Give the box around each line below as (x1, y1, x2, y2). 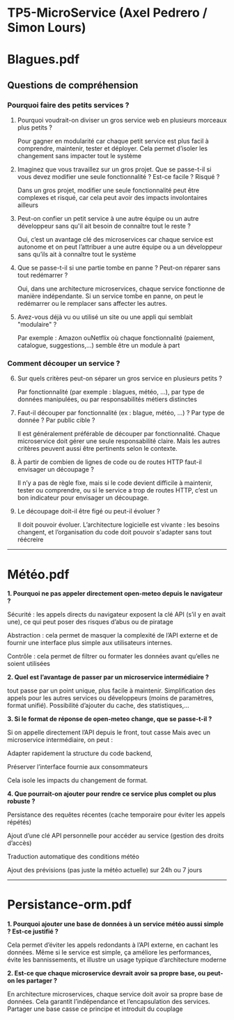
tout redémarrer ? (17, 271, 68, 279)
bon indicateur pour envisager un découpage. (17, 493, 150, 502)
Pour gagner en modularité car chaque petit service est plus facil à (17, 137, 209, 146)
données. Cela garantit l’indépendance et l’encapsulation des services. (7, 998, 210, 1006)
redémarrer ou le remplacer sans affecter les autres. (17, 300, 167, 308)
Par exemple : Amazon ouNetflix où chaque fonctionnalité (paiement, (17, 334, 215, 342)
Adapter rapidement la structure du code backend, (7, 749, 153, 757)
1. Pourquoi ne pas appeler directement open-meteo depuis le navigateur (7, 589, 223, 598)
